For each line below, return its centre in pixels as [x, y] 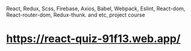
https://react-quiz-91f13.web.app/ [93, 39]
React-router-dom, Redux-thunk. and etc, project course [76, 15]
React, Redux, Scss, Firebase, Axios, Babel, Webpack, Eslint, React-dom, [96, 9]
